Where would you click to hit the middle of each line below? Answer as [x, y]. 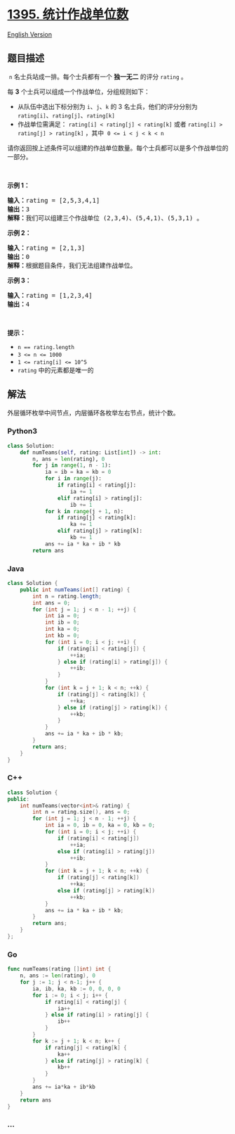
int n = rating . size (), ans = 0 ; [81, 812]
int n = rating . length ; [67, 596]
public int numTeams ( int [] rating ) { [75, 590]
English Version [30, 34]
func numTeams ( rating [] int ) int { [59, 969]
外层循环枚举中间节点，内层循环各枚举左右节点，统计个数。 [93, 412]
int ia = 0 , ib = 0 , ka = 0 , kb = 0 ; [100, 825]
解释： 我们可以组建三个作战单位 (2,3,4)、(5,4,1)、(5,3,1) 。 [105, 218]
